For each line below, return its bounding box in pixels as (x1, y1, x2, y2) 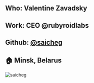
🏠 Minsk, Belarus (5, 56, 62, 64)
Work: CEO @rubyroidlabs (5, 21, 89, 30)
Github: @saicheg (5, 38, 62, 47)
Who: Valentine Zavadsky (5, 4, 87, 13)
